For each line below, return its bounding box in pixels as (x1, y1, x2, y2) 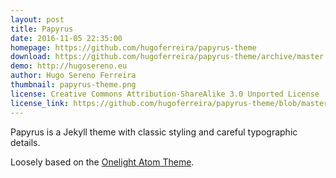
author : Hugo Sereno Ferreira (10, 71, 137, 81)
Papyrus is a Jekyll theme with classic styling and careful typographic (10, 126, 298, 138)
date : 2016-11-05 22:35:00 (10, 33, 123, 43)
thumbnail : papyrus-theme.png (10, 80, 137, 90)
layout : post (10, 14, 65, 25)
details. (10, 136, 41, 148)
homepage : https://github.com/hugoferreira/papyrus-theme (10, 42, 257, 53)
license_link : (10, 98, 70, 108)
